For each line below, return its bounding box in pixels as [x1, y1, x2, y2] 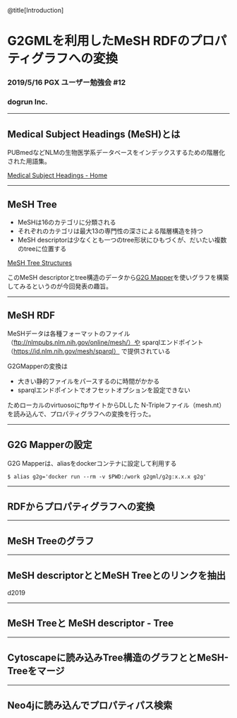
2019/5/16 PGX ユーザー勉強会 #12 [7, 78, 126, 88]
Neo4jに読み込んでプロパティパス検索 [7, 700, 173, 712]
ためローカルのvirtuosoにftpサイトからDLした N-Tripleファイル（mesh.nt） [7, 401, 226, 409]
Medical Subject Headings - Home [7, 171, 108, 179]
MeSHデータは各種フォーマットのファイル [7, 329, 130, 338]
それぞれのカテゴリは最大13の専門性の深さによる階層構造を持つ [17, 227, 203, 235]
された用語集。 [7, 157, 51, 165]
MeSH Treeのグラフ [7, 535, 95, 547]
